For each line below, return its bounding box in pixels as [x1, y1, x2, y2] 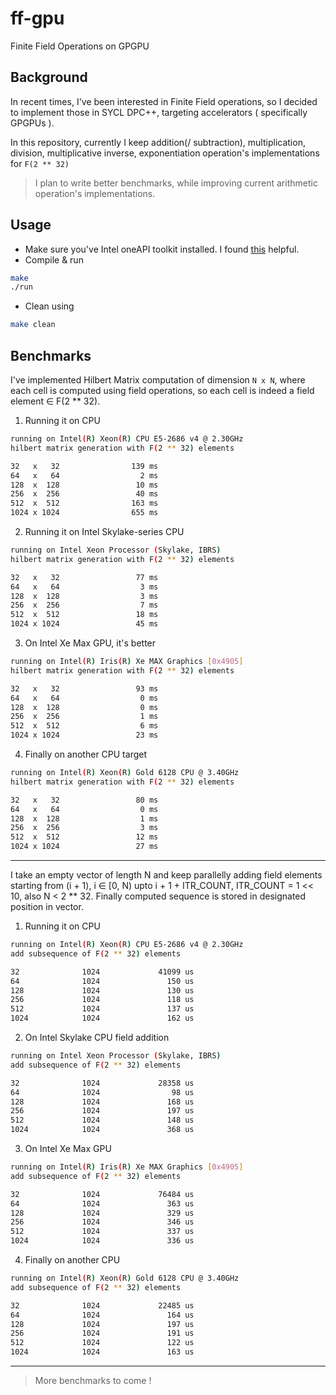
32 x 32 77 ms [10, 572, 159, 582]
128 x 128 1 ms [10, 813, 159, 824]
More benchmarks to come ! [34, 1375, 152, 1386]
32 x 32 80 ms [10, 795, 159, 805]
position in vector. [10, 901, 84, 912]
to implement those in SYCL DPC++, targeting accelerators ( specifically [10, 106, 308, 118]
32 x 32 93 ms [10, 683, 159, 694]
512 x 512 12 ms [10, 832, 159, 842]
